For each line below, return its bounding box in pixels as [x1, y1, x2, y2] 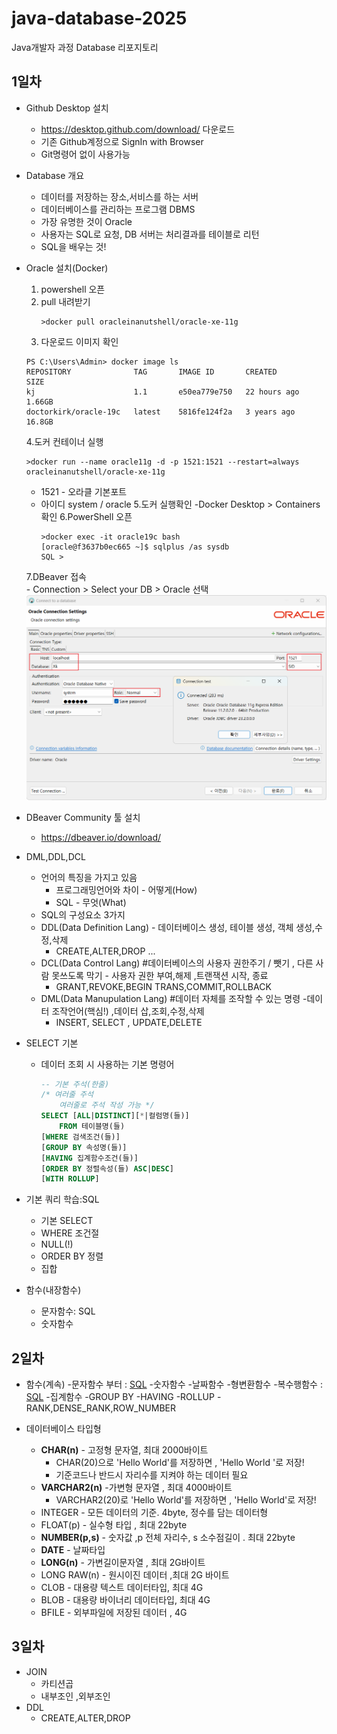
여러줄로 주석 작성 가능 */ [59, 1100, 155, 1111]
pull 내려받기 [40, 295, 91, 307]
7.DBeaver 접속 [25, 570, 87, 582]
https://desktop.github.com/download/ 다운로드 [40, 123, 236, 135]
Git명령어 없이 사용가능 [40, 148, 131, 160]
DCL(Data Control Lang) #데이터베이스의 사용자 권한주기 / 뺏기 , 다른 [40, 957, 314, 969]
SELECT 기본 [25, 1037, 79, 1049]
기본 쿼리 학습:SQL [25, 1193, 100, 1206]
